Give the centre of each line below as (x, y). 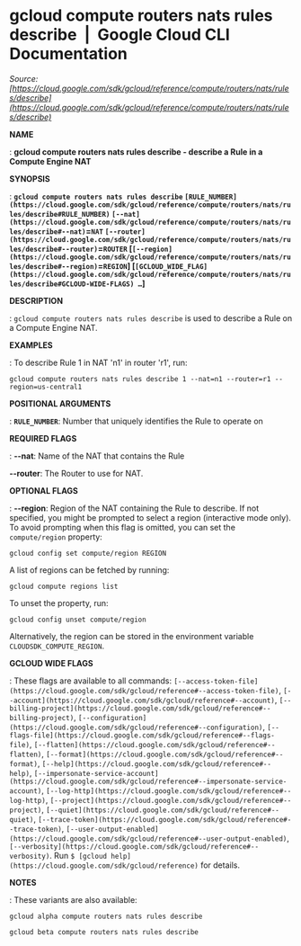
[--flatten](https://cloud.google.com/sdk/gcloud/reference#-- (155, 745)
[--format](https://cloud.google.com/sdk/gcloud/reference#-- (165, 754)
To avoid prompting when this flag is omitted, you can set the (123, 527)
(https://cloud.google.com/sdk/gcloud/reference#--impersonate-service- (148, 781)
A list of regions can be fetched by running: (89, 570)
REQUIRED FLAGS (43, 438)
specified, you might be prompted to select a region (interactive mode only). (150, 517)
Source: (24, 78)
